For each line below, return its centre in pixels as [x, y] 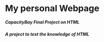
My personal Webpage [52, 8]
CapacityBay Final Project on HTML [42, 22]
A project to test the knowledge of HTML [47, 34]
